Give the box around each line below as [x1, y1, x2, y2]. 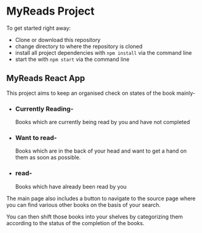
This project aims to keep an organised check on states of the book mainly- [6, 89, 196, 97]
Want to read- [15, 133, 57, 142]
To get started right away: [6, 24, 71, 32]
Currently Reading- [15, 105, 74, 113]
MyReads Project [6, 4, 95, 18]
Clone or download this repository [15, 36, 101, 43]
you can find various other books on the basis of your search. [6, 201, 161, 208]
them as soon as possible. [15, 154, 81, 161]
